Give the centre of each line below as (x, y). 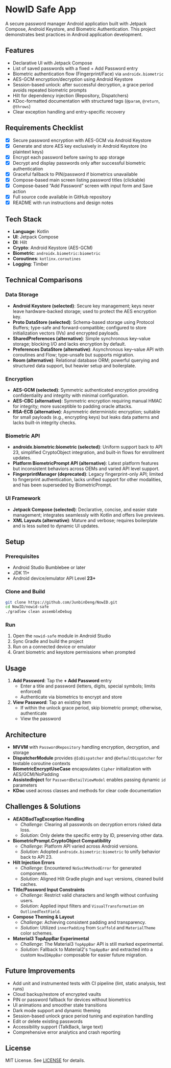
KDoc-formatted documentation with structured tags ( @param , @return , (86, 101)
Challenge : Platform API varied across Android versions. (79, 846)
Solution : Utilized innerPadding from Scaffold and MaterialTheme (88, 927)
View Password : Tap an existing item (52, 702)
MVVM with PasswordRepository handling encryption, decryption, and (86, 747)
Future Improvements (40, 971)
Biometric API (23, 436)
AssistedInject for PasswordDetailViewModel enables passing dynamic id (89, 780)
